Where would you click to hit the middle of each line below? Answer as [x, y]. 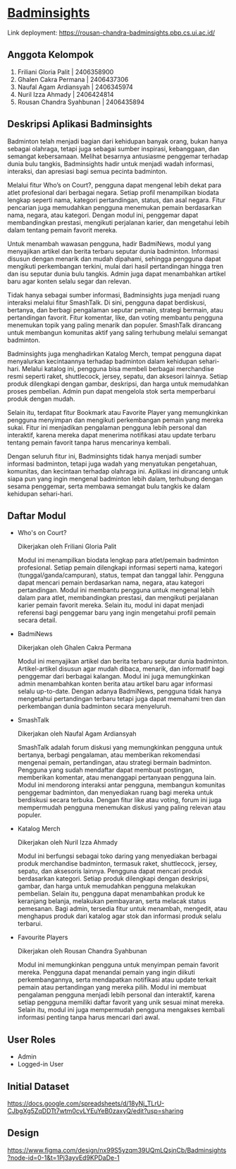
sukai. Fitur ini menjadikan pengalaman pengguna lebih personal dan [107, 427]
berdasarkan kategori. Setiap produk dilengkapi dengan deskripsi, [113, 879]
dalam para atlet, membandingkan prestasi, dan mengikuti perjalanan [118, 598]
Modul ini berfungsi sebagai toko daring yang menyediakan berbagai [117, 856]
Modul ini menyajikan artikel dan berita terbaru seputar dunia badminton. [123, 662]
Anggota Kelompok [50, 55]
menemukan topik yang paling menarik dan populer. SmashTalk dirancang [114, 325]
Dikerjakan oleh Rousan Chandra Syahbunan [82, 951]
